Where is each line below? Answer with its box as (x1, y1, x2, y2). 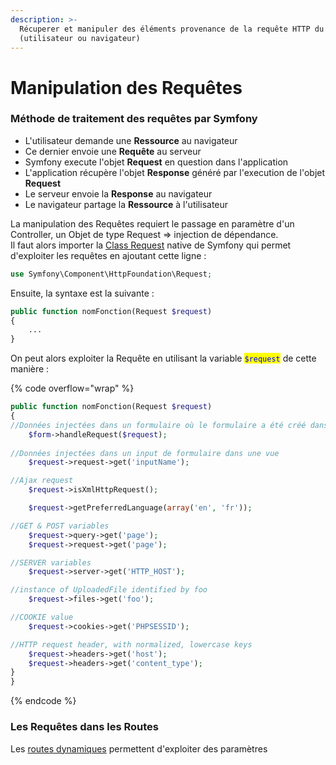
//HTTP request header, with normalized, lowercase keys (10, 639, 253, 650)
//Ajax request (10, 476, 74, 486)
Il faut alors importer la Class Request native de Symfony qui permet (10, 239, 292, 251)
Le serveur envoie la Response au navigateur (24, 187, 213, 200)
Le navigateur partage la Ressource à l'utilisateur (24, 198, 229, 210)
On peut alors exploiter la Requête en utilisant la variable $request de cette (10, 352, 317, 365)
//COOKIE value (10, 612, 74, 623)
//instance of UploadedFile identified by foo (10, 585, 208, 595)
